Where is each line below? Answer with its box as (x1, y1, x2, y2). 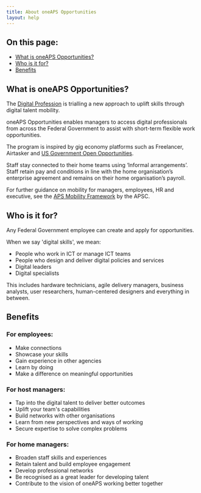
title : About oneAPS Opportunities (6, 9, 97, 15)
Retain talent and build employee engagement (15, 461, 131, 468)
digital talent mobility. (6, 107, 60, 114)
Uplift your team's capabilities (15, 405, 90, 413)
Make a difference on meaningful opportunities (15, 370, 133, 377)
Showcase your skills (15, 350, 68, 358)
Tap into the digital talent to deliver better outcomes (15, 399, 145, 406)
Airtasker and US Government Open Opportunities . (6, 150, 134, 157)
